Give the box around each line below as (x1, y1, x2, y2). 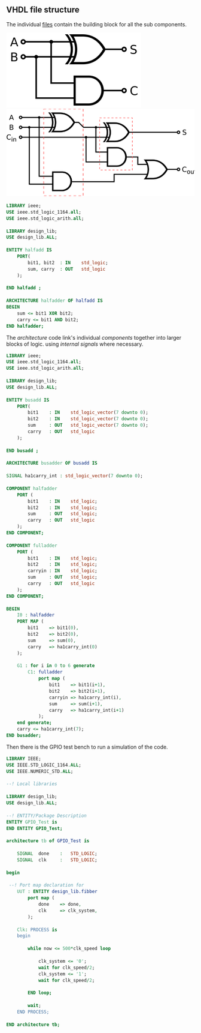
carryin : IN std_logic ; (28, 568, 98, 574)
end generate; (17, 720, 52, 726)
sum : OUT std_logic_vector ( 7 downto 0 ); (28, 423, 148, 429)
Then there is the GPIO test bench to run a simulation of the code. (6, 743, 169, 750)
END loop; (28, 990, 52, 996)
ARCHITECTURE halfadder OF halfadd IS (6, 298, 103, 304)
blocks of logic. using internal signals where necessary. (6, 340, 144, 348)
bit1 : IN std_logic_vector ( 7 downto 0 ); (28, 409, 148, 416)
